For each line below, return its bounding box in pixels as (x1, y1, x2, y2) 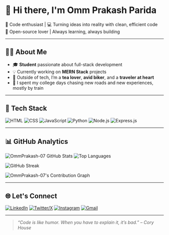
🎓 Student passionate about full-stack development (12, 61, 123, 67)
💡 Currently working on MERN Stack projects (12, 69, 107, 75)
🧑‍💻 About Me (5, 48, 47, 57)
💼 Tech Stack (5, 104, 47, 113)
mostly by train (12, 85, 44, 91)
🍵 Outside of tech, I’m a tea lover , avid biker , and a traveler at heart (12, 74, 154, 80)
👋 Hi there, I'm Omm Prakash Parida (5, 5, 157, 16)
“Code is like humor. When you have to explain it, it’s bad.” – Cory (17, 219, 154, 225)
